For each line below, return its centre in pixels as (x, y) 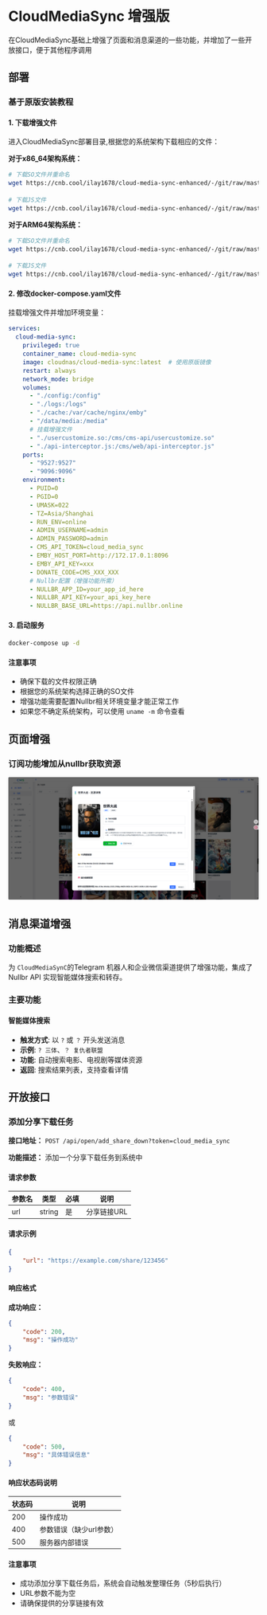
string (49, 1211)
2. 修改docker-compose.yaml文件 (65, 293)
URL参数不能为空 (48, 1593)
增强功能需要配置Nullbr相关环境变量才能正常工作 (99, 701)
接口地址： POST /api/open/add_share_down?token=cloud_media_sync (119, 1141)
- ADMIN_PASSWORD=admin (69, 539)
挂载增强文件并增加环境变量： (57, 312)
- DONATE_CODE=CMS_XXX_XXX (74, 572)
